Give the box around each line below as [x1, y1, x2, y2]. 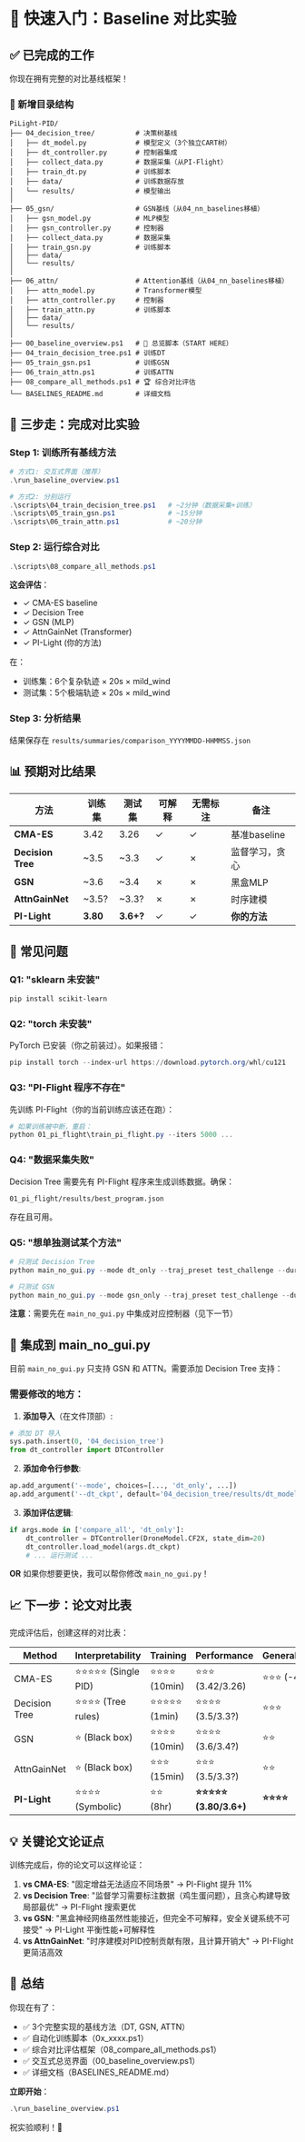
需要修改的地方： [9, 1388, 84, 1400]
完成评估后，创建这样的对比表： [9, 1628, 129, 1639]
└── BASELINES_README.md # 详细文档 [9, 390, 171, 399]
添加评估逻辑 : [22, 1507, 74, 1518]
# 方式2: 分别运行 [9, 492, 71, 501]
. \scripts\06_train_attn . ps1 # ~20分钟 [9, 517, 202, 527]
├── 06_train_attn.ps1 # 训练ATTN [9, 368, 174, 377]
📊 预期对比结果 [9, 764, 97, 780]
